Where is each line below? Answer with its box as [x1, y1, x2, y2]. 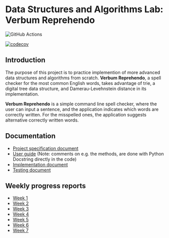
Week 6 [12, 222, 29, 228]
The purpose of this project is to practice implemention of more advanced [5, 69, 160, 75]
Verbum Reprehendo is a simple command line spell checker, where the [5, 101, 157, 107]
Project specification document [12, 145, 79, 151]
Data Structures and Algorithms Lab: [5, 4, 164, 15]
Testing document [12, 167, 51, 173]
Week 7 [12, 227, 29, 233]
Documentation [5, 132, 56, 140]
